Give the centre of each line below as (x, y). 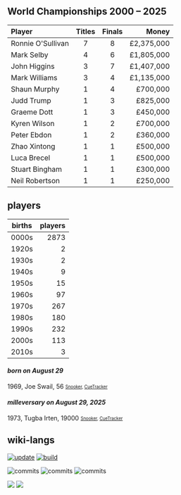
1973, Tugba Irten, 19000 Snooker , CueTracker (65, 418)
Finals (112, 31)
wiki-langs (31, 440)
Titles (86, 31)
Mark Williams (34, 77)
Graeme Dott (32, 112)
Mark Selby (30, 54)
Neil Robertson (36, 180)
